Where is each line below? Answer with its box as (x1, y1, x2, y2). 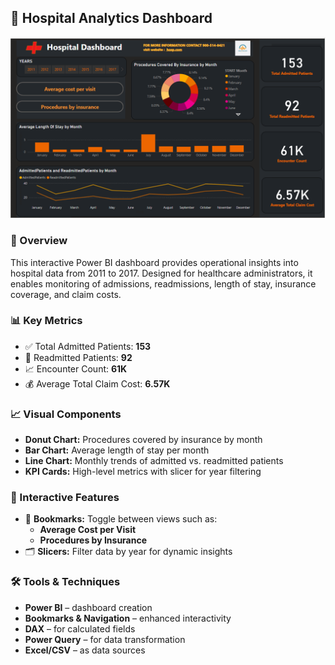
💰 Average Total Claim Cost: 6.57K (24, 377, 171, 390)
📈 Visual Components (10, 407, 122, 421)
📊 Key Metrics (10, 314, 83, 328)
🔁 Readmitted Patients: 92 (24, 351, 133, 363)
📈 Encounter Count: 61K (24, 362, 128, 375)
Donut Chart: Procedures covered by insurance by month (24, 434, 263, 446)
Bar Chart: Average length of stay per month (24, 444, 210, 456)
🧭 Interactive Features (10, 491, 120, 505)
